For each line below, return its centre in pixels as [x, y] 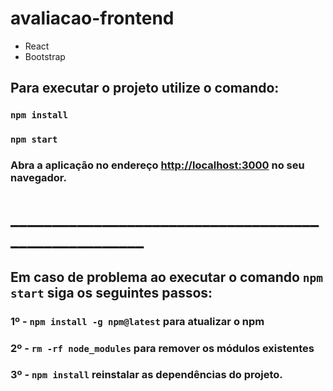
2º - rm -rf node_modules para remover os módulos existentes [162, 348]
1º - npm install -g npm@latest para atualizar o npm [137, 321]
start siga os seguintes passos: [111, 292]
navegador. [38, 178]
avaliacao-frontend [92, 18]
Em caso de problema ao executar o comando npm [167, 277]
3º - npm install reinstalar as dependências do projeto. [146, 375]
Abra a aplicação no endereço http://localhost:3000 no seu [157, 165]
